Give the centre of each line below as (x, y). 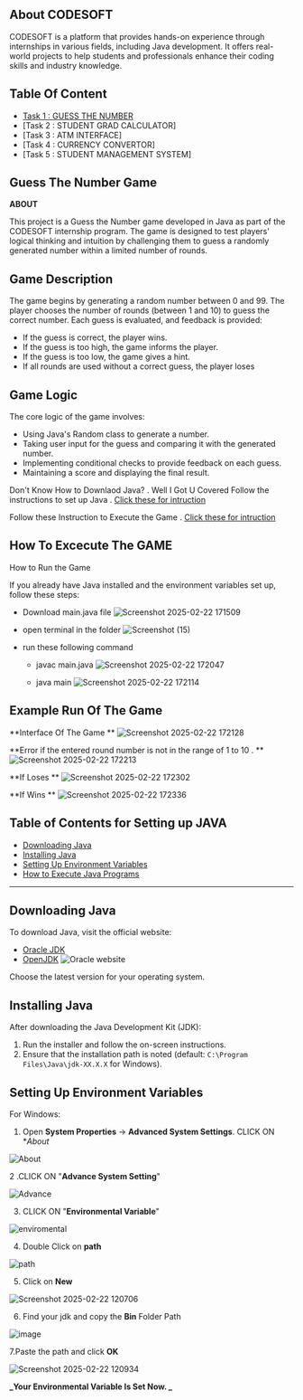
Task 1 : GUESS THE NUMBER (78, 116)
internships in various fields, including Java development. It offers (132, 46)
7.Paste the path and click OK (64, 1351)
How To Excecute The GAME (91, 546)
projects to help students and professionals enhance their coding (153, 56)
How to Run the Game (50, 567)
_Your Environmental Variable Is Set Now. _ (91, 1386)
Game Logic (44, 395)
